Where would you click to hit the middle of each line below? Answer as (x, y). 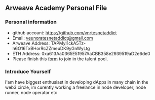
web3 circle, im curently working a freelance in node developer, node (76, 87)
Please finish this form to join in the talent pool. (60, 59)
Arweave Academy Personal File (56, 8)
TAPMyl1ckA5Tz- (68, 43)
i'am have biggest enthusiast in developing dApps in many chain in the (77, 82)
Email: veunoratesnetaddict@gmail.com (53, 38)
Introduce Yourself (28, 72)
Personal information (31, 22)
